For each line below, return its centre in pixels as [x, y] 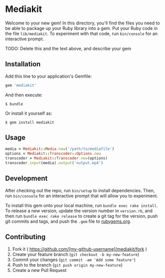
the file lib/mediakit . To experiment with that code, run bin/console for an [82, 33]
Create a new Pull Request [40, 270]
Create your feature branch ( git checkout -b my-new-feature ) [76, 254]
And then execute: [24, 95]
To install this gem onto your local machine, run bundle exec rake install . [82, 205]
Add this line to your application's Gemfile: [48, 76]
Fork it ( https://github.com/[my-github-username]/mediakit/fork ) [80, 249]
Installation [23, 64]
